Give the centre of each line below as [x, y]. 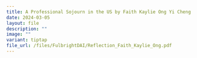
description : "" [27, 29]
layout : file [23, 23]
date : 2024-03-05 [28, 18]
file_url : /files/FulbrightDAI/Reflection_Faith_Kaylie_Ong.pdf [89, 46]
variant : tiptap [27, 40]
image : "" [19, 34]
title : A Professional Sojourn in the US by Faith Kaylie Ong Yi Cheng [98, 12]
